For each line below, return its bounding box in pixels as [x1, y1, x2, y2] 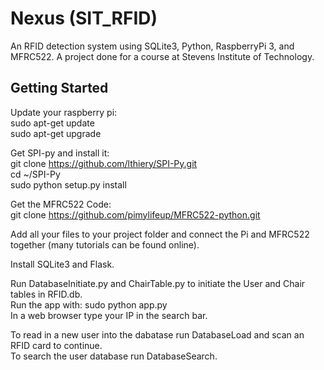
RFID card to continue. [10, 339, 103, 351]
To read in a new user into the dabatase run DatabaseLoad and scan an [10, 328, 305, 341]
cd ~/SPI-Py [10, 168, 61, 180]
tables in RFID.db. [10, 288, 83, 300]
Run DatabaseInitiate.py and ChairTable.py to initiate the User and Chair [10, 277, 306, 289]
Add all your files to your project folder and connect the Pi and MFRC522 [10, 228, 310, 240]
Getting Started [10, 80, 109, 97]
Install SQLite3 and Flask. [10, 258, 115, 270]
